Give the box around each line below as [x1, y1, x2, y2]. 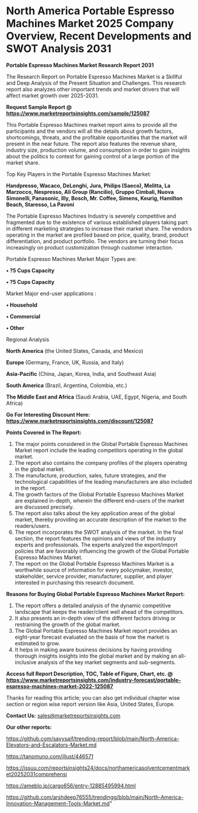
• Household [6, 301, 37, 308]
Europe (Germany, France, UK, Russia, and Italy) [6, 359, 124, 366]
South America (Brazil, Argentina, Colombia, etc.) [6, 381, 128, 389]
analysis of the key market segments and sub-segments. [37, 658, 176, 665]
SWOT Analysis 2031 [6, 42, 112, 56]
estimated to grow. [14, 639, 60, 647]
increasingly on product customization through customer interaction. [6, 244, 173, 251]
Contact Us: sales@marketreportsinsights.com [6, 712, 121, 719]
